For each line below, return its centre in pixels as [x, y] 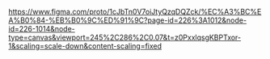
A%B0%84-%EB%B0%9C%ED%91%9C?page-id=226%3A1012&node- [128, 20]
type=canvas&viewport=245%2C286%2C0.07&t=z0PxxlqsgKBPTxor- [125, 37]
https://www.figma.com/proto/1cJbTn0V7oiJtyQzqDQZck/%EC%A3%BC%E [135, 12]
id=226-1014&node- [42, 29]
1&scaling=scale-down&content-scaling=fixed [85, 46]
